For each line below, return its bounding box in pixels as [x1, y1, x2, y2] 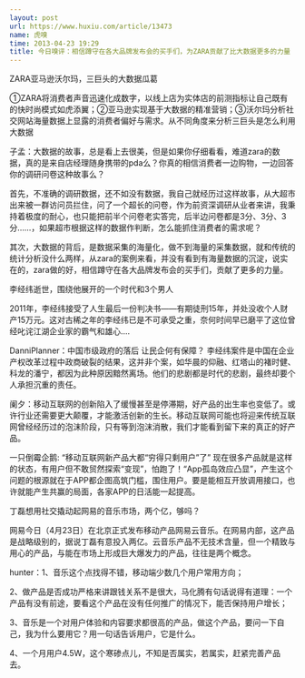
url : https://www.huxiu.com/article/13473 [9, 22, 172, 31]
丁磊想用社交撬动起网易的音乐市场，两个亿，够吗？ [9, 506, 201, 517]
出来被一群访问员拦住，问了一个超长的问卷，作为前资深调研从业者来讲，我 [9, 199, 288, 210]
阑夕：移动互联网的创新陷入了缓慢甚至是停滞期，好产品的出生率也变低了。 [9, 399, 288, 410]
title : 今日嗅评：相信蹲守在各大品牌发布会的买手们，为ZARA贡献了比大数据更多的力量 [9, 47, 290, 56]
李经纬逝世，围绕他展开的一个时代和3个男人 [9, 284, 174, 295]
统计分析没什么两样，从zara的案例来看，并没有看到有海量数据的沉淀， [9, 253, 272, 264]
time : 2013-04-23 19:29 [9, 38, 100, 48]
